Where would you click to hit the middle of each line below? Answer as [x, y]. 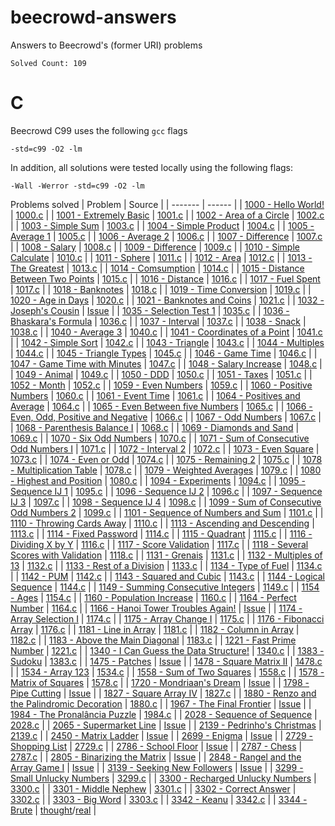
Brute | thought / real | [53, 810]
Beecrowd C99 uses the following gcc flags [99, 130]
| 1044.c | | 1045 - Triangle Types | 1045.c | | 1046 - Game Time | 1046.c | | [164, 353]
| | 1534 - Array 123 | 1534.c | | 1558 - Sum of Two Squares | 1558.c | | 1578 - [167, 672]
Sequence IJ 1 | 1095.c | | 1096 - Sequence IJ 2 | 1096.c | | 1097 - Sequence [166, 491]
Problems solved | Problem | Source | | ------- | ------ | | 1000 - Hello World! [167, 204]
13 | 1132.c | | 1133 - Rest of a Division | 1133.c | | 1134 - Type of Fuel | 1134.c [166, 565]
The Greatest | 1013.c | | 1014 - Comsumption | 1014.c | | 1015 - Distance [157, 268]
